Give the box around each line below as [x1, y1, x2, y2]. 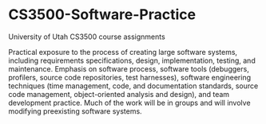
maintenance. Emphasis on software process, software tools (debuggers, [8, 64, 249, 73]
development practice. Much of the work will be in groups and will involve [8, 98, 251, 107]
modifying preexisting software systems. [8, 106, 142, 116]
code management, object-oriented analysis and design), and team [8, 89, 230, 99]
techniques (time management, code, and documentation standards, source [8, 81, 259, 91]
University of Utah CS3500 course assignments [8, 32, 165, 41]
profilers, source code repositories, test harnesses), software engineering [8, 72, 252, 82]
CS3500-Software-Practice [8, 6, 197, 24]
